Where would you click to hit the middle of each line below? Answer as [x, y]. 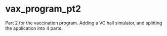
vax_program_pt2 [43, 9]
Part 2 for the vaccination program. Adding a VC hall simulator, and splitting [84, 23]
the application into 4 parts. [34, 28]
